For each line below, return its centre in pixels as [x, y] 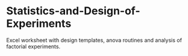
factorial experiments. [33, 46]
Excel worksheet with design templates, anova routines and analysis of [94, 40]
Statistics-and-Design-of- [73, 11]
